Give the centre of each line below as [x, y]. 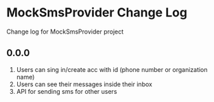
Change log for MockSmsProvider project [65, 31]
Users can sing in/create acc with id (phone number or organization [112, 69]
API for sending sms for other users [67, 91]
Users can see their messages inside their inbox [84, 84]
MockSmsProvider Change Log [97, 13]
